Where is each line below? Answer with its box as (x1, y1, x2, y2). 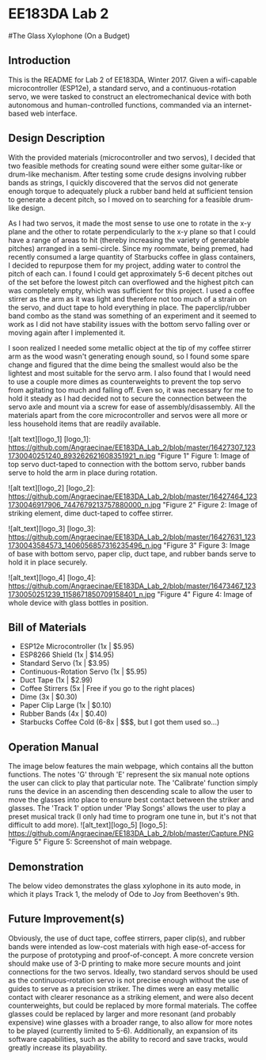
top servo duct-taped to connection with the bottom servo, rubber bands (8, 459, 246, 469)
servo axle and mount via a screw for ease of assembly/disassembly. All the (8, 401, 256, 412)
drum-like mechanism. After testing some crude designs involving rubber (8, 169, 247, 179)
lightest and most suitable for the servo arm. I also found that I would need (8, 368, 251, 378)
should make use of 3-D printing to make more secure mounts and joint (8, 959, 241, 968)
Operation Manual (8, 740, 99, 754)
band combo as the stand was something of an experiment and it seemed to (8, 310, 257, 321)
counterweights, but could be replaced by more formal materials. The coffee (8, 1001, 257, 1010)
